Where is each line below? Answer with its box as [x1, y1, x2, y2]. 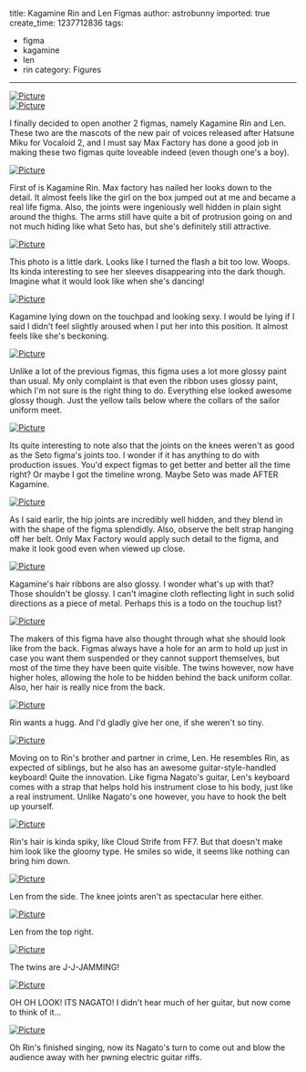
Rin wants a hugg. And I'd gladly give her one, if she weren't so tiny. [9, 717, 264, 728]
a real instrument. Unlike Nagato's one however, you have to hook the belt [9, 791, 287, 802]
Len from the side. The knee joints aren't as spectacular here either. [9, 891, 264, 901]
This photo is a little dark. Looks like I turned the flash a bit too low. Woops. [9, 256, 291, 267]
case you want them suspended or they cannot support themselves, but [9, 652, 280, 663]
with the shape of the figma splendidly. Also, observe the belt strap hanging [9, 524, 294, 535]
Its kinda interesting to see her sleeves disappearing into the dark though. [9, 266, 286, 276]
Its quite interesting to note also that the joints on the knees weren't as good [9, 440, 295, 451]
